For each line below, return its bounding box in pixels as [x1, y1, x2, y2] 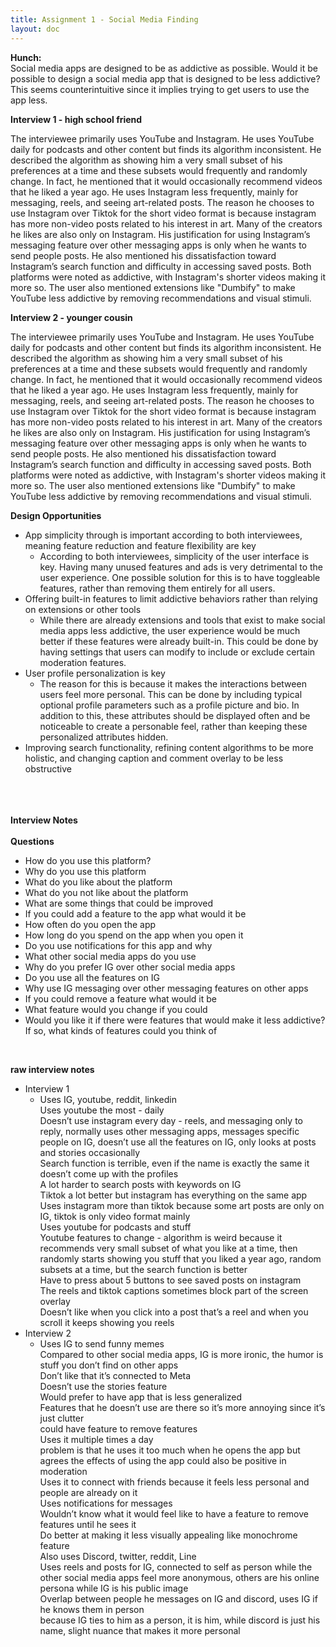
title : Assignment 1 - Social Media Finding [10, 14, 199, 25]
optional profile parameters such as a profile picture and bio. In [39, 699, 300, 711]
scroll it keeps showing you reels [39, 1316, 175, 1328]
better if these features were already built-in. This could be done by [39, 635, 319, 647]
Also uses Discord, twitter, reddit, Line [39, 1550, 197, 1562]
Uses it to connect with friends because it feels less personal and [39, 1476, 310, 1488]
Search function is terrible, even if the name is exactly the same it [39, 1157, 310, 1169]
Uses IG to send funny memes [39, 1337, 165, 1350]
